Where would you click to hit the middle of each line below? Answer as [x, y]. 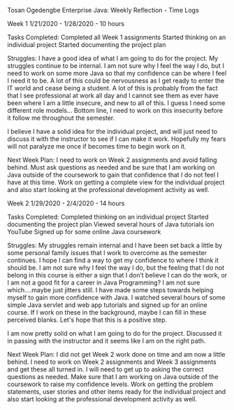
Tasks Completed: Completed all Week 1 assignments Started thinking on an [117, 37]
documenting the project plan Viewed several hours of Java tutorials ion [111, 224]
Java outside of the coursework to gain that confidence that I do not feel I [113, 175]
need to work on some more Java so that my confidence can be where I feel [117, 73]
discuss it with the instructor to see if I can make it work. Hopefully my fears [117, 139]
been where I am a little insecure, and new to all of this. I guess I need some [116, 103]
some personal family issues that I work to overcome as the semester [107, 253]
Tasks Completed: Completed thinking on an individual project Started [108, 217]
